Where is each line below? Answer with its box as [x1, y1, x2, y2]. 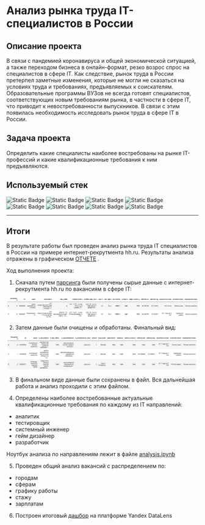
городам [15, 474, 38, 482]
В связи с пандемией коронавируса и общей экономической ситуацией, [6, 57, 196, 64]
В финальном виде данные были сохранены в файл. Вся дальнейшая [15, 376, 195, 383]
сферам [15, 480, 36, 488]
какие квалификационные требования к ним [41, 156, 157, 163]
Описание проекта [6, 41, 82, 51]
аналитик [15, 413, 40, 420]
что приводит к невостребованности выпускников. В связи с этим [6, 103, 180, 110]
